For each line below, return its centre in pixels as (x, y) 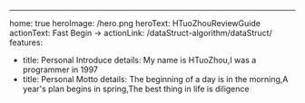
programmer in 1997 (60, 70)
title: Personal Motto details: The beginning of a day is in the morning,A (155, 79)
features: (26, 42)
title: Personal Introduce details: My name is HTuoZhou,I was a (139, 60)
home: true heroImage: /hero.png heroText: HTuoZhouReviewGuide (135, 23)
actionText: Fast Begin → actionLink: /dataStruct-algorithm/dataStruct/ (141, 33)
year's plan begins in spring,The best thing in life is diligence (136, 89)
